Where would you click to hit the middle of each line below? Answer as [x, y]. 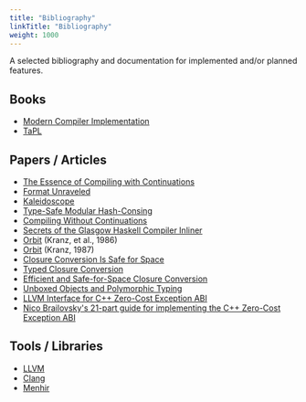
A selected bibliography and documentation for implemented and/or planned [153, 61]
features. [26, 70]
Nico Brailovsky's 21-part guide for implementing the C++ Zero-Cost [152, 308]
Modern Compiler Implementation [86, 122]
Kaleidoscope [48, 201]
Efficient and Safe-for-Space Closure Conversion [115, 279]
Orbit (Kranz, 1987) [58, 249]
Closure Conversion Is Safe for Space [93, 259]
